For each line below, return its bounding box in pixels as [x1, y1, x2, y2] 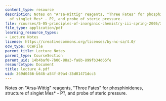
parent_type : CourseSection [5, 53, 63, 58]
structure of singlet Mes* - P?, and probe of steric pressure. [5, 90, 127, 96]
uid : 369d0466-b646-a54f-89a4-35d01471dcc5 [5, 71, 96, 76]
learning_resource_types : [5, 30, 58, 35]
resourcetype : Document [5, 62, 54, 67]
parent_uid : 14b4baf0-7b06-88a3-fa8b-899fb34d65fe [5, 58, 112, 63]
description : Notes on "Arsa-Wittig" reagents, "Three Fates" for [5, 12, 145, 17]
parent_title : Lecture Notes [5, 48, 65, 53]
